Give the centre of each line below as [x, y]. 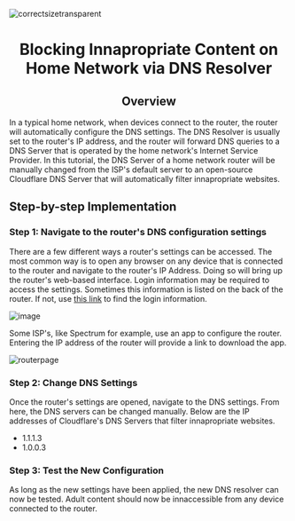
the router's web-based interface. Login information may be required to [140, 280]
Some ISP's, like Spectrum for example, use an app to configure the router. [145, 333]
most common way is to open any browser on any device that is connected [146, 261]
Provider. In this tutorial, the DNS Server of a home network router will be [142, 160]
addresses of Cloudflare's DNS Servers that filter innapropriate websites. [142, 421]
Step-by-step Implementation [93, 207]
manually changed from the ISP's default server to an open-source [131, 170]
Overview [149, 101]
